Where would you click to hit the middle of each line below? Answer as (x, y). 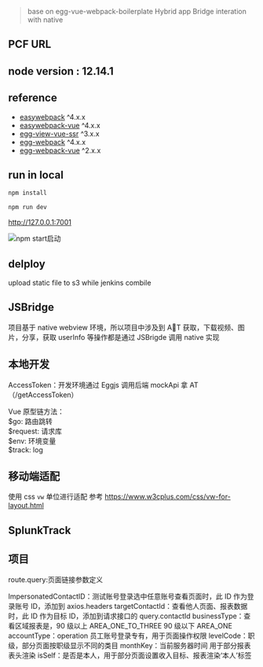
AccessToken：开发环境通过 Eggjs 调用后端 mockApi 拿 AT (103, 385)
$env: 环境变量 (32, 440)
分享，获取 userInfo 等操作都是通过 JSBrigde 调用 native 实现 (121, 337)
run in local (36, 175)
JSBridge (31, 307)
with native (45, 20)
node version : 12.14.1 (61, 71)
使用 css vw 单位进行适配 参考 (56, 497)
